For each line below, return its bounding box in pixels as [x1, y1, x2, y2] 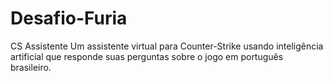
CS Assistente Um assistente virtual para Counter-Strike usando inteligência [10, 40, 324, 52]
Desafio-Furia [10, 7, 128, 30]
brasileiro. [10, 61, 52, 73]
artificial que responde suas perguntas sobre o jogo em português [10, 50, 284, 62]
